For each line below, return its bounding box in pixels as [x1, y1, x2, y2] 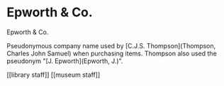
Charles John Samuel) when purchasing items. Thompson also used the [6, 49, 217, 58]
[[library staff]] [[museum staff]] [6, 70, 101, 79]
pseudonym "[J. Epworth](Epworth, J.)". [6, 56, 123, 65]
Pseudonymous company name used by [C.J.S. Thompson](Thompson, [6, 41, 216, 50]
